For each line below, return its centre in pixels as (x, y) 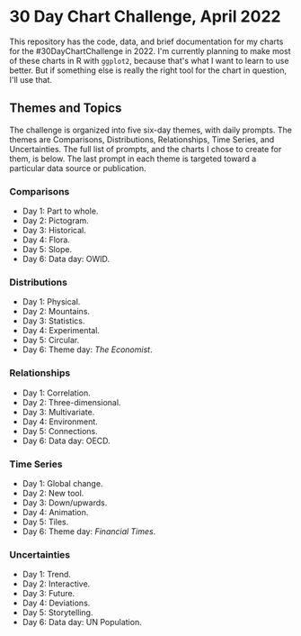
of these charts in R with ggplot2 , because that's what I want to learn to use (149, 60)
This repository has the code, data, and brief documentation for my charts (146, 41)
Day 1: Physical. (51, 302)
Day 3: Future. (49, 594)
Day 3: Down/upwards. (65, 503)
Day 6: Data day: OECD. (66, 441)
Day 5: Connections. (60, 431)
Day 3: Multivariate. (58, 412)
